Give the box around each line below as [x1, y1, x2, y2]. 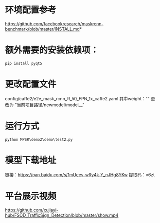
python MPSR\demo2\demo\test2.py [5, 137, 73, 142]
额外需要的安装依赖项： [5, 45, 99, 56]
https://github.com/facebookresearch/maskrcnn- [5, 20, 104, 27]
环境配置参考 [5, 4, 57, 16]
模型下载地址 [5, 154, 57, 166]
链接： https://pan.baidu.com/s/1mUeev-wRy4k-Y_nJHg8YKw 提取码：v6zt [5, 171, 155, 178]
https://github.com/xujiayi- [5, 207, 58, 213]
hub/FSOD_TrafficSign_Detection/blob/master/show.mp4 [5, 212, 119, 218]
